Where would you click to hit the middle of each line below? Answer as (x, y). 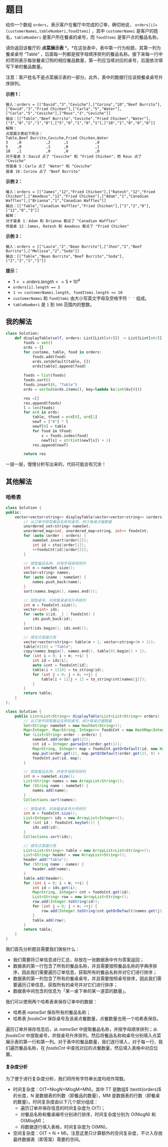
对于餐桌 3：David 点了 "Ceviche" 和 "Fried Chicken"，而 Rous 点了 (74, 156)
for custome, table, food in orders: (63, 352)
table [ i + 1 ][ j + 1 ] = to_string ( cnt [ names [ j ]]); (94, 679)
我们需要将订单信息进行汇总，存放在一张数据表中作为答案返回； (78, 960)
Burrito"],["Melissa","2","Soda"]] (43, 251)
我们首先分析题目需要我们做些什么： (43, 949)
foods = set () (38, 343)
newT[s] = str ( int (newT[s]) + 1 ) (76, 440)
